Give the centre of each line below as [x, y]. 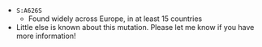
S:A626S [29, 11]
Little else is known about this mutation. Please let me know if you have [135, 27]
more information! [46, 36]
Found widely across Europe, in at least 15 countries [115, 19]
